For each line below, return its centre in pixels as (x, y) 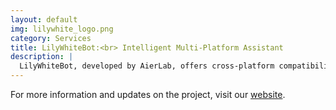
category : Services (51, 38)
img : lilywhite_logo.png (62, 29)
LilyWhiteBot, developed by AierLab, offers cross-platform (147, 66)
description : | (42, 57)
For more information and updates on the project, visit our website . (148, 94)
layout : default (44, 19)
